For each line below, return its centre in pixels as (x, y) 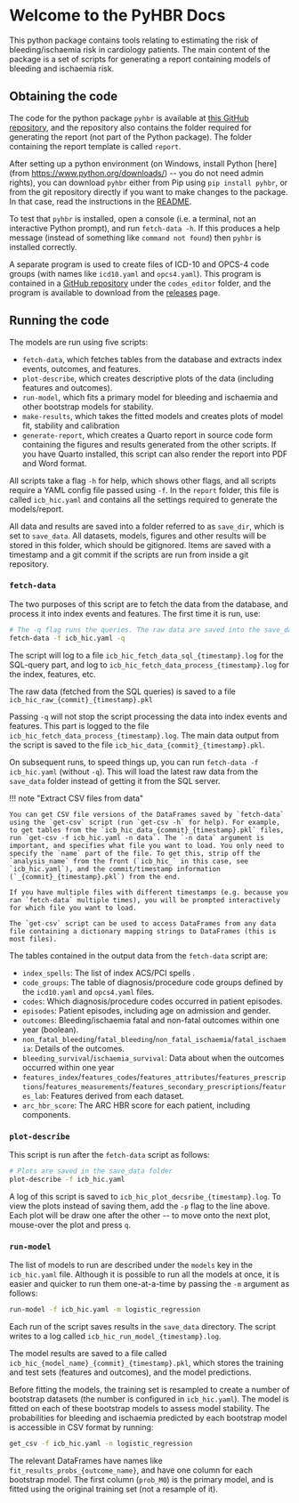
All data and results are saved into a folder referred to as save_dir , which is (147, 526)
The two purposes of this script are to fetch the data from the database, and (149, 604)
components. (46, 1114)
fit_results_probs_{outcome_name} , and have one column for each (131, 1470)
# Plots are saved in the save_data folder (91, 1171)
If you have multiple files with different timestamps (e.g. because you (149, 892)
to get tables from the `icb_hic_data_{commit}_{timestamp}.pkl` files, (147, 830)
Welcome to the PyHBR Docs (117, 16)
